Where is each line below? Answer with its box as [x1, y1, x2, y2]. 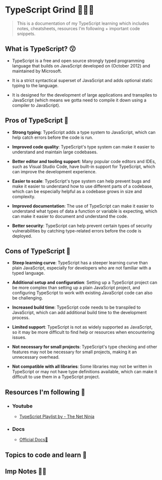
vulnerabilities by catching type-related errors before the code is [12, 228, 142, 233]
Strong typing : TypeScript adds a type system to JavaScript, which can [12, 129, 156, 135]
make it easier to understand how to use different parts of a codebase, [12, 183, 153, 189]
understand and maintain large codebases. [12, 149, 98, 155]
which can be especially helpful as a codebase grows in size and [12, 188, 142, 194]
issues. [12, 334, 27, 340]
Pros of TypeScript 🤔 [5, 116, 69, 125]
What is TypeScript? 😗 [5, 45, 76, 53]
